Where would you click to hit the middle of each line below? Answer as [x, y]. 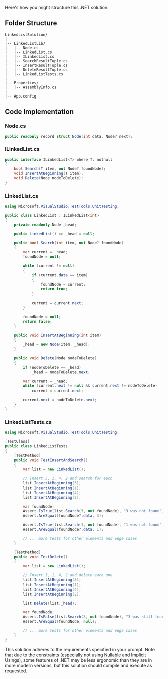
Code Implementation [39, 112]
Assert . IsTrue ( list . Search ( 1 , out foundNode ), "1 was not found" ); [95, 525]
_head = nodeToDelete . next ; [61, 372]
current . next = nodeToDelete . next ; [60, 400]
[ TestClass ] [17, 442]
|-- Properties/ [22, 83]
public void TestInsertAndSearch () [51, 460]
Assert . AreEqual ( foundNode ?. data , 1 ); [63, 530]
